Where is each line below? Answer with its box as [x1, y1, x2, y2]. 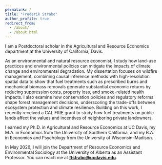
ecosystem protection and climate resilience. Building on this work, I [5, 104, 142, 110]
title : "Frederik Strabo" [5, 12, 58, 17]
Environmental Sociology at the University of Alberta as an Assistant [5, 149, 142, 155]
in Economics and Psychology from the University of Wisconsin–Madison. [5, 135, 154, 141]
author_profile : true [5, 16, 49, 21]
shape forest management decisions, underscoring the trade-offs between [5, 100, 155, 105]
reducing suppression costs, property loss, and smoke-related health [5, 89, 144, 95]
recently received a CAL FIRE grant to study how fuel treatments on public [5, 110, 154, 115]
